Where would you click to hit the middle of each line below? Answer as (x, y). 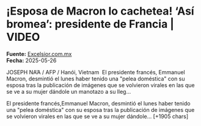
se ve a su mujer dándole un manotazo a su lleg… (69, 91)
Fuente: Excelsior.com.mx (39, 54)
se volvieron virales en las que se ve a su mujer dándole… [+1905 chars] (97, 116)
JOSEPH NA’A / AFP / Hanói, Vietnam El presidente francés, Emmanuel (96, 72)
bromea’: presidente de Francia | (90, 24)
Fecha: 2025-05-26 (31, 60)
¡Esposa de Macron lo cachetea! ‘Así (100, 11)
